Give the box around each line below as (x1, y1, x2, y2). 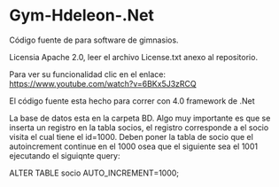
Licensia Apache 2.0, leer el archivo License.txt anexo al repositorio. (9, 51, 259, 62)
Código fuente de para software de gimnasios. (9, 35, 179, 45)
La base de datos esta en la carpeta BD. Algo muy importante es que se (9, 113, 271, 123)
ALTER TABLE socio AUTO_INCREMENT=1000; (9, 168, 180, 178)
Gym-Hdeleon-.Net (9, 5, 155, 26)
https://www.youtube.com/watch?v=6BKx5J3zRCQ (9, 78, 197, 89)
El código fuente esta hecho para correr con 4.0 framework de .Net (9, 95, 255, 106)
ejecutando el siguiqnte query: (9, 150, 120, 160)
